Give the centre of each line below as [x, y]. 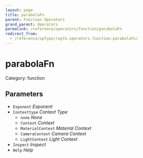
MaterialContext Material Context [56, 128]
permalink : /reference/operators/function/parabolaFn [64, 29]
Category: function [25, 78]
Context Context [37, 123]
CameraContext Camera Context [53, 133]
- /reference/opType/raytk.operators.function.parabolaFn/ [74, 39]
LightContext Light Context [49, 139]
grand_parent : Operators [32, 24]
